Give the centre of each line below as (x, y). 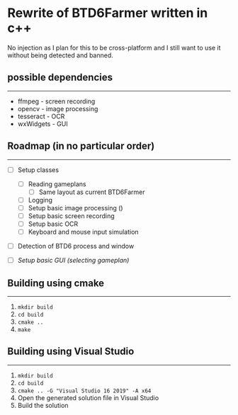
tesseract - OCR (41, 116)
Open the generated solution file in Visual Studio (88, 397)
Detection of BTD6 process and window (76, 246)
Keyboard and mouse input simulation (84, 232)
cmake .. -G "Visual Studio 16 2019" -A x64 (84, 391)
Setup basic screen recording (71, 216)
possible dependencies (60, 78)
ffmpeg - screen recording (56, 101)
